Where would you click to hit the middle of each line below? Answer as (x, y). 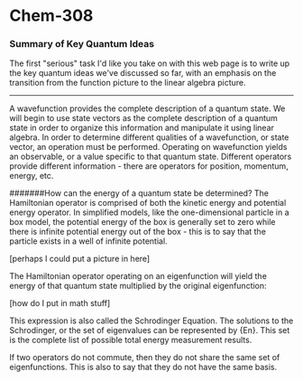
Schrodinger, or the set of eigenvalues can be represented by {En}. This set (150, 330)
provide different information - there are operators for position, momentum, (149, 166)
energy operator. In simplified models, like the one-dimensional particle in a (149, 212)
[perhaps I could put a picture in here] (80, 259)
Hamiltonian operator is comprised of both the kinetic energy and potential (148, 203)
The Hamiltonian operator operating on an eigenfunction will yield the (138, 276)
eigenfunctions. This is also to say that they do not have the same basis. (143, 367)
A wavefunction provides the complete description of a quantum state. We (147, 108)
